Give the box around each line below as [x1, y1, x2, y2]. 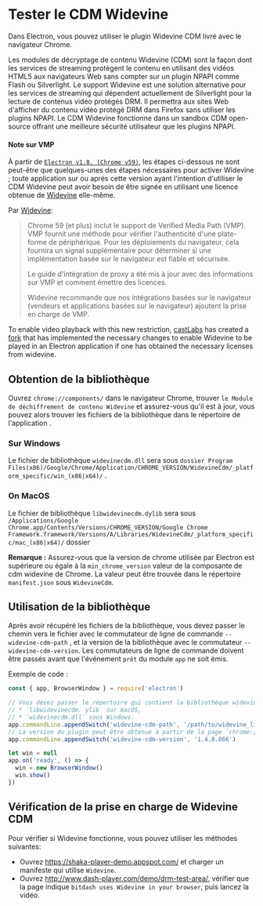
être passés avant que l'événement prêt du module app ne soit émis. [8, 654, 229, 664]
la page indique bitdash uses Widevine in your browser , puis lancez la [19, 882, 249, 891]
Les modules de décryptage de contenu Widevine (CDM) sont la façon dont [8, 55, 253, 64]
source [8, 122, 31, 131]
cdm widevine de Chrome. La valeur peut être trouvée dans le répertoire [8, 569, 241, 578]
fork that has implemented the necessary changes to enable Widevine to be [8, 333, 253, 343]
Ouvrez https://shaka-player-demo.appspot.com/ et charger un [19, 857, 225, 866]
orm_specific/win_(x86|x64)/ [8, 472, 103, 480]
